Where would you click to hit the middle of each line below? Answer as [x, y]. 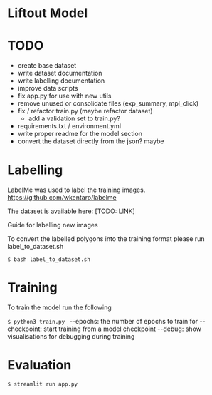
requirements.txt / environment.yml [69, 126]
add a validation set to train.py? [74, 118]
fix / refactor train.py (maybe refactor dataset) [85, 111]
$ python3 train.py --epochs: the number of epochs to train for [103, 321]
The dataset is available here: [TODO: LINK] [71, 211]
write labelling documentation [61, 81]
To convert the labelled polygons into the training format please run [106, 239]
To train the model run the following [59, 307]
